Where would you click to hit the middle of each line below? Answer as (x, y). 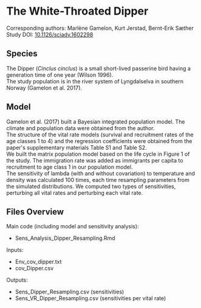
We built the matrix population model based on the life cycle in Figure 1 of (98, 154)
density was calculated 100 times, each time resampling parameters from (98, 180)
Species (22, 54)
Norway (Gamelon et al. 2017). (44, 88)
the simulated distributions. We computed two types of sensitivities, (91, 186)
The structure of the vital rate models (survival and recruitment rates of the (100, 135)
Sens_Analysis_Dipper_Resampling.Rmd (65, 238)
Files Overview (35, 212)
